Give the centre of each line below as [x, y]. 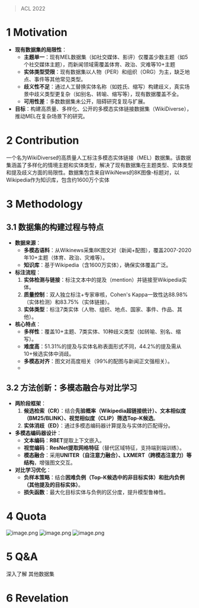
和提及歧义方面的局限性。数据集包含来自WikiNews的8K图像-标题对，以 [93, 172]
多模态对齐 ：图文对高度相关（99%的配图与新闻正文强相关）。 [98, 361]
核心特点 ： [28, 324]
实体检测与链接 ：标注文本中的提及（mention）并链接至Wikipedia [102, 279]
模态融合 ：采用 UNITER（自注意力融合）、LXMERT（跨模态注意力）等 [107, 455]
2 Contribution [43, 141]
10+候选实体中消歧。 [49, 353]
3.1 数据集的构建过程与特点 [55, 227]
